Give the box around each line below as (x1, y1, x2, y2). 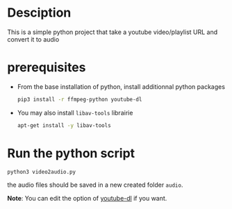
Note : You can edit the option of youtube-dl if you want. (7, 194, 167, 203)
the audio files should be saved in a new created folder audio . (7, 181, 183, 189)
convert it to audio (7, 35, 60, 43)
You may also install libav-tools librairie (17, 108, 133, 117)
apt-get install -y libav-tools (17, 122, 111, 129)
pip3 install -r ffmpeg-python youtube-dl (17, 96, 142, 103)
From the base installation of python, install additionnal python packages (17, 82, 226, 91)
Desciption (7, 5, 72, 21)
